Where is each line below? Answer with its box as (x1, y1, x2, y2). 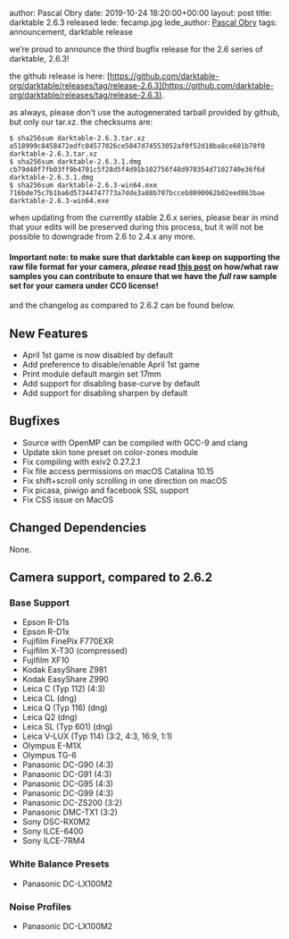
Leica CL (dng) (21, 693, 78, 704)
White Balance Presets (9, 858, 110, 870)
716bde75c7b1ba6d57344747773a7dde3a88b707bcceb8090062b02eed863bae (9, 189, 266, 198)
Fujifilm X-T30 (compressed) (21, 646, 128, 656)
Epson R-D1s (21, 617, 70, 628)
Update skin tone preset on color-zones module (21, 446, 199, 457)
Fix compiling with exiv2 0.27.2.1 (21, 456, 141, 467)
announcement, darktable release (9, 27, 134, 37)
